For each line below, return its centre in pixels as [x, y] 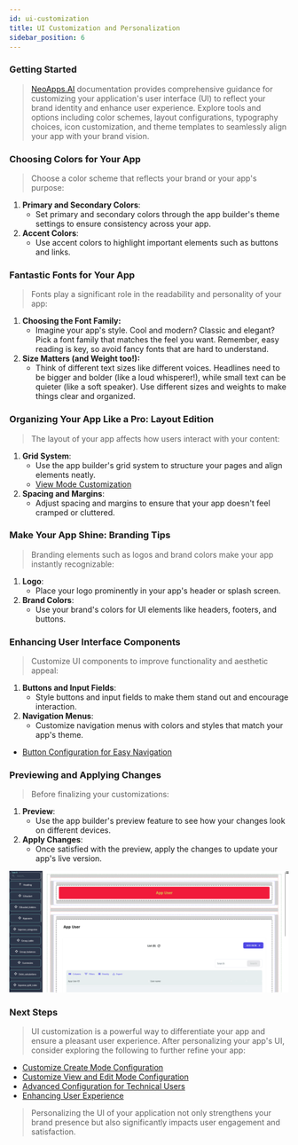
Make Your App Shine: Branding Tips [90, 535]
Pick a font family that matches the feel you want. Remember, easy [157, 340]
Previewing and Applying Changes [86, 775]
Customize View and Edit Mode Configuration [105, 1077]
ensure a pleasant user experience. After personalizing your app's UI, [158, 1041]
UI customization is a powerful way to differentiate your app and [148, 1031]
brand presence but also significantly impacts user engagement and [156, 1123]
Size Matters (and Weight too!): [81, 358]
